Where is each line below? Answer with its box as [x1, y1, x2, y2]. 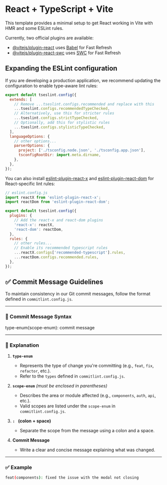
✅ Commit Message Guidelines [5, 278, 103, 287]
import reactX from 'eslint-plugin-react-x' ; [5, 195, 101, 200]
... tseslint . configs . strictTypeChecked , [14, 115, 99, 120]
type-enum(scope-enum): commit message [5, 324, 95, 330]
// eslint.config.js [5, 190, 48, 195]
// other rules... [14, 241, 52, 246]
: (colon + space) [12, 418, 51, 424]
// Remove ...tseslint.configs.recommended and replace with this [14, 101, 155, 106]
